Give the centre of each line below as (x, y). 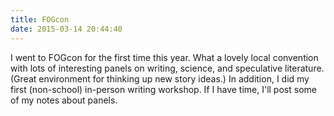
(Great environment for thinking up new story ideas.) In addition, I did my (160, 78)
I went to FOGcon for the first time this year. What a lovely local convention (164, 57)
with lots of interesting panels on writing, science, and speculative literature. (167, 68)
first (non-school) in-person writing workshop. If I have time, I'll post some (163, 89)
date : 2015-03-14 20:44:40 (66, 29)
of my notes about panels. (64, 100)
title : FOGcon (40, 19)
